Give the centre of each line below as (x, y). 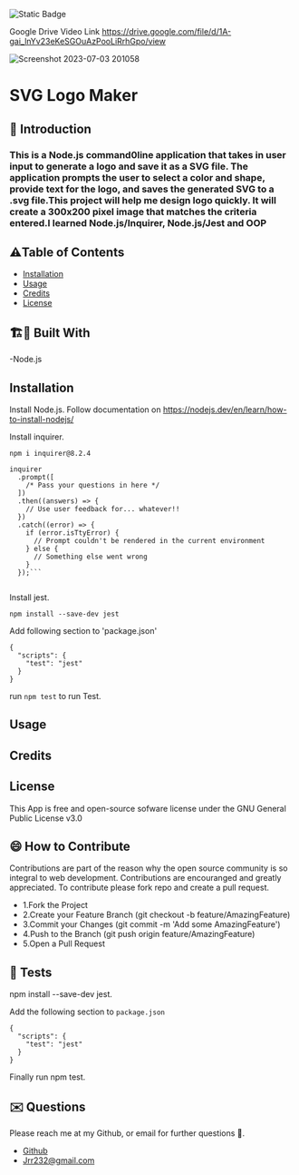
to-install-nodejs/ (42, 419)
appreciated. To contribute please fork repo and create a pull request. (140, 888)
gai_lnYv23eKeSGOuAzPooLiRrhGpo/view (87, 41)
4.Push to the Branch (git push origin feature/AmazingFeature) (139, 934)
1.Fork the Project (55, 905)
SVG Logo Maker (74, 96)
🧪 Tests (31, 972)
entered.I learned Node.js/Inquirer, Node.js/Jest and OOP (138, 222)
